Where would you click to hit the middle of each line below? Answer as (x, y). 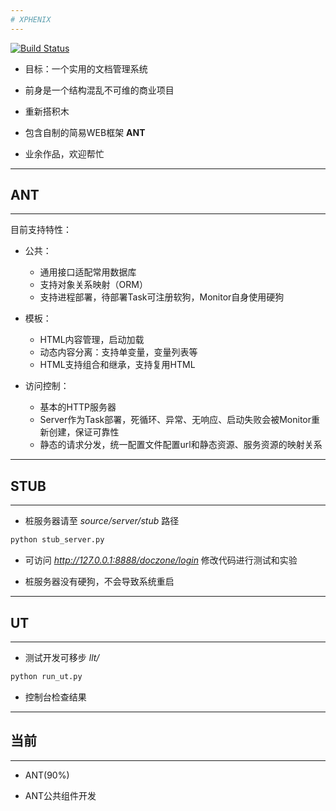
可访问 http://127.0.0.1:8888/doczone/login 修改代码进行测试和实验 (161, 560)
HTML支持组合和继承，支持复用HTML (117, 365)
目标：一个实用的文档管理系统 (86, 68)
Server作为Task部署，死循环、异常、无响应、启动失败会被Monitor (175, 420)
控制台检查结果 (55, 697)
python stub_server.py (57, 540)
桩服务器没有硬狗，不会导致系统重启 (99, 582)
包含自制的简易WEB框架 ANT (85, 132)
